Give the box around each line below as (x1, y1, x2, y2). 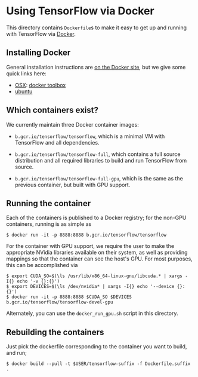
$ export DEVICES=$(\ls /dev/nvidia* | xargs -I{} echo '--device (6, 284, 175, 290)
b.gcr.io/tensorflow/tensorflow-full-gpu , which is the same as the (14, 174, 183, 182)
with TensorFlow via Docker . (6, 30, 76, 37)
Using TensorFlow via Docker (6, 4, 154, 18)
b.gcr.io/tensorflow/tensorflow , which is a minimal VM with (14, 133, 165, 140)
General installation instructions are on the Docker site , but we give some (6, 63, 186, 71)
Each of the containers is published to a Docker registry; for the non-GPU (6, 214, 187, 222)
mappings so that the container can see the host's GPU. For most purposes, (6, 255, 193, 262)
